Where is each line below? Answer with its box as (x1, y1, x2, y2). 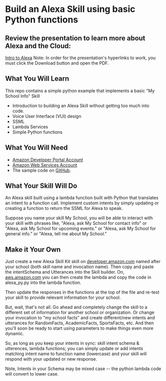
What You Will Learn (5, 75, 69, 83)
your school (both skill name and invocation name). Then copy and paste (5, 264, 154, 270)
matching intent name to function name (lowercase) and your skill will (5, 351, 147, 357)
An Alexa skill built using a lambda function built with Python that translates (5, 195, 159, 201)
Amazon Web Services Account (12, 162, 78, 168)
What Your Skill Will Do (5, 182, 78, 190)
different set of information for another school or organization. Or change (5, 309, 155, 315)
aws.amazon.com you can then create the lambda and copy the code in (5, 275, 152, 281)
